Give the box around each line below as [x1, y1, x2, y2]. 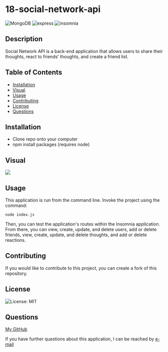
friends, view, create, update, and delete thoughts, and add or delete [5, 232, 147, 238]
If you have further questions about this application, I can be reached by [5, 336, 154, 342]
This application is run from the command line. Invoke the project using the [5, 197, 160, 203]
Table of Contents [5, 68, 63, 77]
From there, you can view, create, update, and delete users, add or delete [5, 227, 157, 232]
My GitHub [5, 326, 28, 332]
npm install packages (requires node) [12, 142, 90, 148]
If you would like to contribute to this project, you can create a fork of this [5, 265, 157, 271]
